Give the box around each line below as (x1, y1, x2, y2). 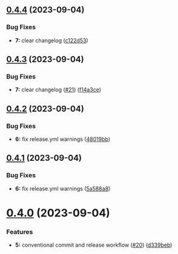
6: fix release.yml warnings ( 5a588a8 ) (15, 184, 111, 192)
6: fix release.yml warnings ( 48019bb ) (15, 135, 111, 143)
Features (6, 227, 33, 236)
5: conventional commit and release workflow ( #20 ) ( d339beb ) (15, 241, 173, 249)
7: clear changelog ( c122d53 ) (15, 36, 89, 44)
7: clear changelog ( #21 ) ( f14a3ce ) (15, 86, 102, 93)
